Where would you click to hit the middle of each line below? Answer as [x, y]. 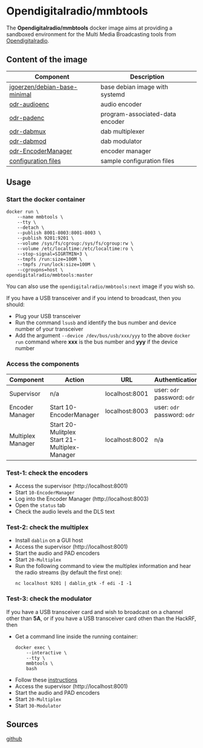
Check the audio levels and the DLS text [65, 512]
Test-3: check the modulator [49, 599]
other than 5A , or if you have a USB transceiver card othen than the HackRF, [101, 618]
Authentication [176, 380]
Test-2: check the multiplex [47, 527]
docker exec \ [33, 647]
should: [16, 305]
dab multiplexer [123, 131]
